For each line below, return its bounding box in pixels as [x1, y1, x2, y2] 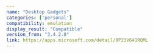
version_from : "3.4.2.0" [6, 32, 69, 38]
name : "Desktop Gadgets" [6, 9, 69, 15]
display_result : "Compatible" [6, 26, 84, 32]
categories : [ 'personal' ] [6, 15, 72, 21]
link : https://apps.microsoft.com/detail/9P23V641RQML [6, 37, 149, 43]
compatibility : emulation [6, 20, 72, 26]
